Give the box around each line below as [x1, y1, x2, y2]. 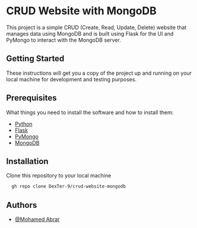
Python [14, 120, 33, 127]
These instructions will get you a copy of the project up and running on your [6, 69, 192, 77]
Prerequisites [6, 93, 57, 103]
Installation [6, 156, 49, 166]
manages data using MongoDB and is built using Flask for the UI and [6, 30, 174, 37]
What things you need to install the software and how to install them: [6, 109, 174, 116]
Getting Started [6, 53, 65, 64]
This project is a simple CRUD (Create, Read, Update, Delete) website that [6, 24, 187, 31]
